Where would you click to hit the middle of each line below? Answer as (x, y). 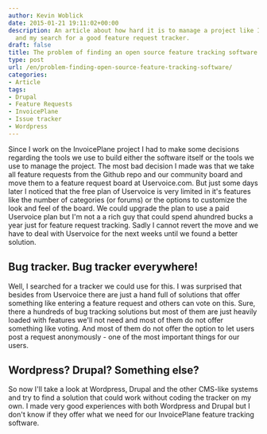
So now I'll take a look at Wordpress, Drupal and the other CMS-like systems (133, 389)
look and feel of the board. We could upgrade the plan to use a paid (119, 208)
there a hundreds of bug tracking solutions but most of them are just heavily (133, 312)
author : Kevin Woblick (46, 15)
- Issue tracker (35, 119)
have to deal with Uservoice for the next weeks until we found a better (123, 233)
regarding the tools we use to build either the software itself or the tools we (131, 157)
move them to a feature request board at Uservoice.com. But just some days (133, 183)
